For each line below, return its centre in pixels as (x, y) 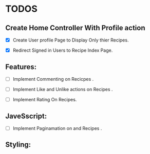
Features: (21, 67)
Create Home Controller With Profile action (75, 28)
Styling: (18, 145)
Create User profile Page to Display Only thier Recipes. (71, 40)
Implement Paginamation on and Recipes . (57, 128)
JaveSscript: (26, 116)
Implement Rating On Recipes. (45, 100)
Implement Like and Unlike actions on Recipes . (63, 89)
